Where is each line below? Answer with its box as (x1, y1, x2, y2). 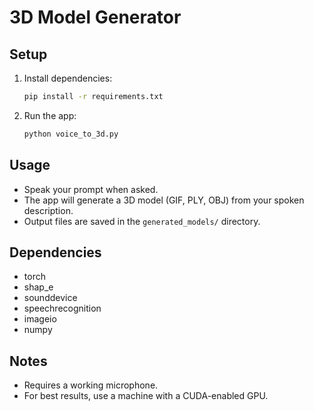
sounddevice (23, 292, 78, 304)
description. (23, 204, 74, 216)
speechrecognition (23, 302, 102, 315)
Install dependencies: (23, 72, 113, 84)
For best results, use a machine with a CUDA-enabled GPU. (23, 390, 269, 402)
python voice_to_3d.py (23, 129, 119, 139)
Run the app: (23, 109, 77, 121)
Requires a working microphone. (23, 379, 159, 391)
